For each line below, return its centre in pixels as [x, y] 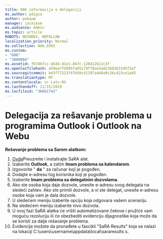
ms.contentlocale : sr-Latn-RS [36, 82]
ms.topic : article [24, 32]
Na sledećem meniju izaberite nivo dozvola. [56, 206]
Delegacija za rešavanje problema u [78, 115]
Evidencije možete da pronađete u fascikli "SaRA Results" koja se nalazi [84, 226]
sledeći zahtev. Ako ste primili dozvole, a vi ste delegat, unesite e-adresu [85, 190]
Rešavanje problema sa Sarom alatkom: [46, 150]
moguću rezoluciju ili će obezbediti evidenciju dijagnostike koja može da [84, 216]
